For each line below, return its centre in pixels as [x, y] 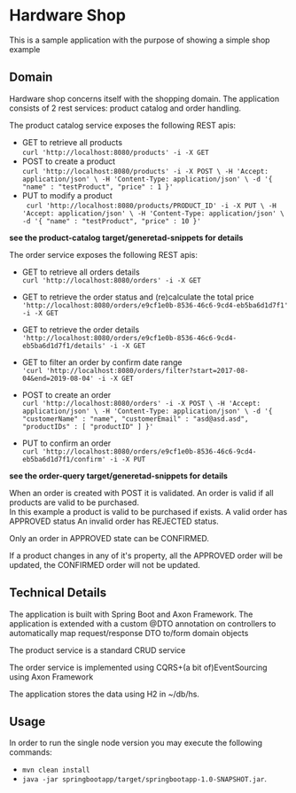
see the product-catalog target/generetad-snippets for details [126, 237]
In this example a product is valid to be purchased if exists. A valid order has [148, 511]
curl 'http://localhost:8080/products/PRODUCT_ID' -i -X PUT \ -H [151, 206]
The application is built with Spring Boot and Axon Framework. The [131, 614]
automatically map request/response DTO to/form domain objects [129, 633]
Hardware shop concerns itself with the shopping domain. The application [144, 98]
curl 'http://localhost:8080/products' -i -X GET [116, 152]
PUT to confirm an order [66, 443]
